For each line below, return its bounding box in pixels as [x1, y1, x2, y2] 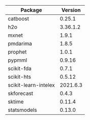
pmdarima [8, 40, 32, 47]
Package [20, 7, 42, 13]
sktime [8, 98, 24, 105]
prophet [8, 49, 27, 55]
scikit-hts [8, 74, 32, 80]
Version [61, 7, 81, 13]
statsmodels [8, 107, 37, 113]
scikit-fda [8, 65, 32, 72]
